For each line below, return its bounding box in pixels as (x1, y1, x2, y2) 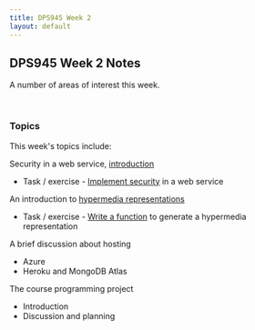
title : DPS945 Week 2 (9, 13, 92, 23)
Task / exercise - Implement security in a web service (22, 175, 224, 186)
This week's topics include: (9, 140, 112, 151)
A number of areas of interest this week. (9, 79, 160, 91)
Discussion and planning (22, 310, 116, 321)
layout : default (9, 22, 71, 31)
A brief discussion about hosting (9, 238, 132, 249)
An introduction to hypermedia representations (9, 193, 185, 205)
